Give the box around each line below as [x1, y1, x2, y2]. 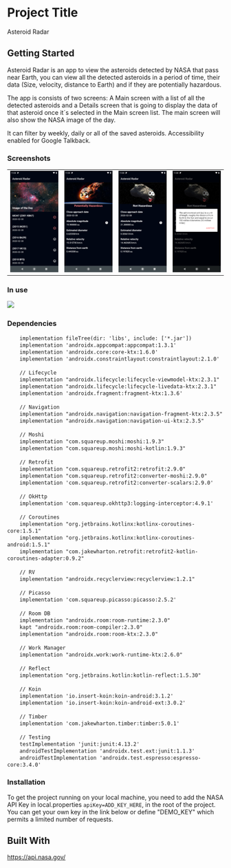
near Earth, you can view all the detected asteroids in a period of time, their [7, 73, 221, 81]
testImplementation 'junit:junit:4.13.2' [19, 741, 140, 748]
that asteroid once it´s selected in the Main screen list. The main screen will [7, 108, 221, 116]
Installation [7, 777, 46, 787]
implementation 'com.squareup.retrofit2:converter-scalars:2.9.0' [19, 479, 214, 486]
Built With [7, 835, 50, 847]
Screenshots [7, 153, 51, 163]
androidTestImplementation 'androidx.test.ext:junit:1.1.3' [19, 748, 195, 755]
